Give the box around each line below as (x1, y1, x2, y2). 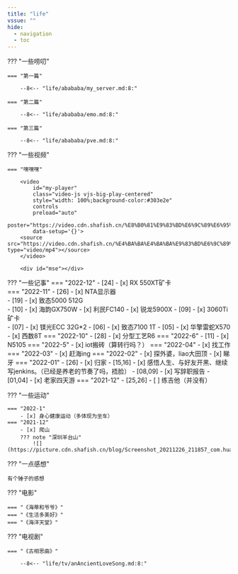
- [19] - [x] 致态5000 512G (7, 296, 84, 305)
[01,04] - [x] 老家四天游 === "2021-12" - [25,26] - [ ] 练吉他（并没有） (7, 376, 212, 385)
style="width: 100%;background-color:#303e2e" (33, 197, 173, 204)
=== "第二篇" (7, 99, 42, 106)
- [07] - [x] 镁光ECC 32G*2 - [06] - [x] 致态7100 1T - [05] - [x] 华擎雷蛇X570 (7, 323, 231, 332)
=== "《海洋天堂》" (7, 519, 59, 527)
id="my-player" (33, 185, 78, 192)
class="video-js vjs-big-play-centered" (33, 191, 154, 198)
